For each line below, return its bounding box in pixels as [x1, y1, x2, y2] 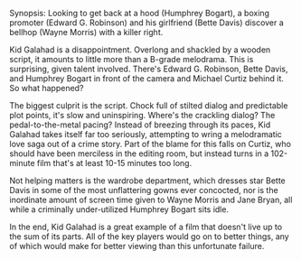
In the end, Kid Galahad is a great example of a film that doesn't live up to [9, 221, 283, 232]
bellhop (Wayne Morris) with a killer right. [9, 27, 164, 37]
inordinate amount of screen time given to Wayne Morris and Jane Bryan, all [9, 194, 293, 205]
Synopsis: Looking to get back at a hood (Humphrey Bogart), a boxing [9, 8, 269, 18]
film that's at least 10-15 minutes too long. [36, 158, 193, 168]
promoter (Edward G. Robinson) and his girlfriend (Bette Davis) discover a [9, 17, 285, 28]
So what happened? [9, 83, 84, 93]
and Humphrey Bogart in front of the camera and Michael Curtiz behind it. [9, 73, 285, 84]
